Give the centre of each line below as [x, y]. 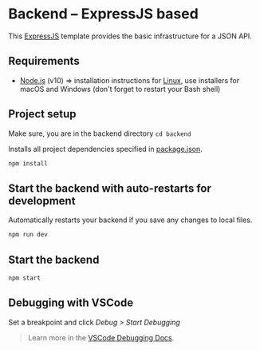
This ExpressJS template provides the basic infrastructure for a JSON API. [130, 36]
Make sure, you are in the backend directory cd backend [100, 133]
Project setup [43, 114]
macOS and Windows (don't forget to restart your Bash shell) [120, 89]
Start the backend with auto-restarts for [110, 188]
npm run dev [28, 235]
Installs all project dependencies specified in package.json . [106, 149]
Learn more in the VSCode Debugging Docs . [101, 337]
